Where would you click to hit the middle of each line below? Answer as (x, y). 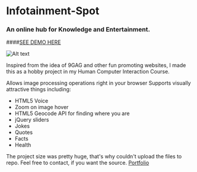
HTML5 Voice (31, 101)
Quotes (24, 132)
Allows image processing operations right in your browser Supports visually (99, 83)
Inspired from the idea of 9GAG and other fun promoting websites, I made (96, 65)
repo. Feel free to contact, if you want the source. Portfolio (78, 163)
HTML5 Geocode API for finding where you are (72, 113)
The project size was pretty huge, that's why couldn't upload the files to (94, 157)
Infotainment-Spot (53, 11)
